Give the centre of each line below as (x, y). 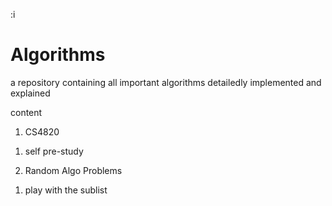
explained (30, 93)
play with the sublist (66, 190)
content (26, 112)
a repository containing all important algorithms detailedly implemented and (166, 82)
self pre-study (54, 151)
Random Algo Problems (73, 170)
